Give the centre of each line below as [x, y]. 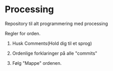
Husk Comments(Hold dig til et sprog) [52, 43]
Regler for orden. [23, 33]
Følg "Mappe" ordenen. [37, 63]
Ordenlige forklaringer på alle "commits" [55, 53]
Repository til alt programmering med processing [56, 23]
